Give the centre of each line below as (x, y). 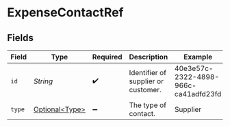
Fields (21, 38)
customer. (145, 90)
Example (198, 57)
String (43, 81)
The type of (148, 105)
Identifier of (148, 73)
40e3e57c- (194, 68)
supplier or (146, 81)
